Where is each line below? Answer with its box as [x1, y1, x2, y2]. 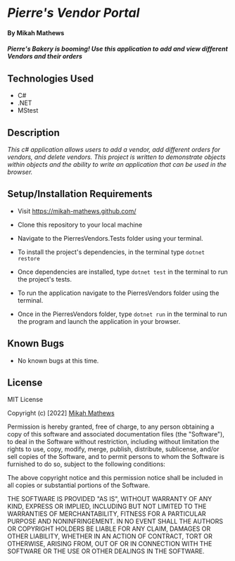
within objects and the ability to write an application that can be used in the [7, 160, 227, 168]
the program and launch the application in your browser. [17, 317, 181, 325]
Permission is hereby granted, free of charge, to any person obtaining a [7, 422, 215, 431]
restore [17, 255, 40, 262]
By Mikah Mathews [7, 28, 65, 37]
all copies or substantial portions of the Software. [7, 481, 150, 490]
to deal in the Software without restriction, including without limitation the [7, 438, 220, 446]
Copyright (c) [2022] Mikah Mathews [7, 409, 115, 417]
